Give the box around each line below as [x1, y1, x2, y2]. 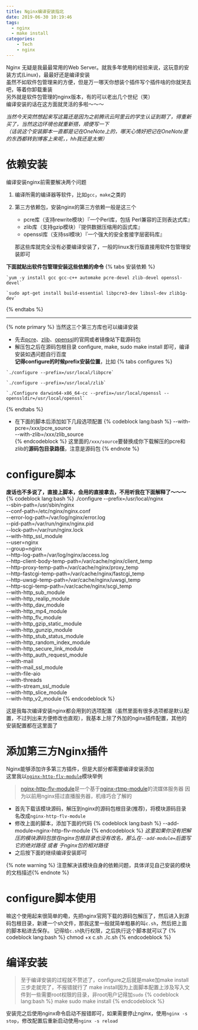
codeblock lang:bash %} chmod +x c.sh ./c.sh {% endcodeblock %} [6, 934, 172, 941]
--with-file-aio [6, 670, 41, 677]
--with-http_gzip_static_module [6, 620, 82, 627]
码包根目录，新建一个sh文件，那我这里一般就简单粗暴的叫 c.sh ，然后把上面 [6, 919, 187, 926]
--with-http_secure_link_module [6, 645, 83, 652]
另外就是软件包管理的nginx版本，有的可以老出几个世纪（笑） [6, 93, 154, 100]
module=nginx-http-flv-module [14, 827, 90, 834]
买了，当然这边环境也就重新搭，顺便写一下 [6, 120, 109, 127]
